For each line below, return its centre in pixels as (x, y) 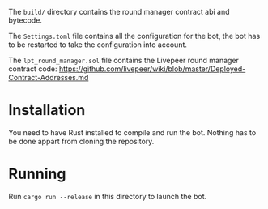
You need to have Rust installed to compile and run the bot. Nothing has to (132, 132)
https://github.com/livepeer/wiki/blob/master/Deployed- (153, 69)
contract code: (33, 69)
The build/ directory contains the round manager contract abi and (119, 12)
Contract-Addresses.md (49, 77)
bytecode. (26, 20)
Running (37, 174)
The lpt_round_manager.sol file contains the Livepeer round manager (123, 60)
